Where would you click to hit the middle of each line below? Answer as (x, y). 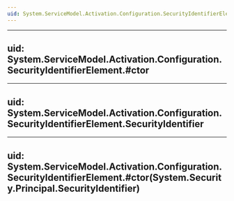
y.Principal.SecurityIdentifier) (74, 188)
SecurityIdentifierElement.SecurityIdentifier (106, 124)
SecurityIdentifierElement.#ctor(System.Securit (114, 178)
